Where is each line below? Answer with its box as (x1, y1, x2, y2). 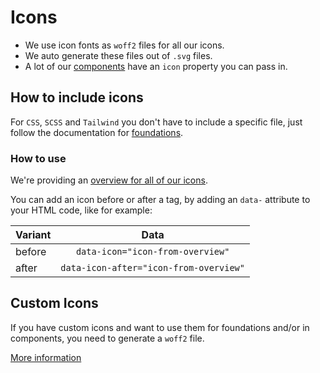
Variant (15, 228, 52, 242)
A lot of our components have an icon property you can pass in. (24, 60, 288, 72)
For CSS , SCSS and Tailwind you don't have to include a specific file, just (10, 116, 303, 128)
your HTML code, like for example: (10, 204, 153, 216)
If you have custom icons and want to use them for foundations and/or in (10, 321, 310, 333)
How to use (10, 151, 67, 165)
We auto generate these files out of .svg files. (24, 49, 213, 61)
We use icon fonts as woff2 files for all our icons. (24, 39, 225, 51)
